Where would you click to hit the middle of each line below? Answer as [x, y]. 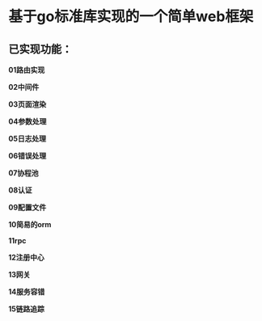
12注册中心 [26, 257]
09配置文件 [27, 207]
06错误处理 [27, 156]
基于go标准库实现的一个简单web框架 [131, 17]
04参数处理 [27, 121]
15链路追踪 [26, 309]
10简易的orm [30, 224]
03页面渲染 [27, 104]
